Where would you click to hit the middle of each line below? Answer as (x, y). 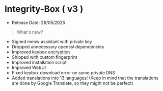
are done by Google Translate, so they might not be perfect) (72, 83)
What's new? (30, 32)
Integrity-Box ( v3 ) (44, 9)
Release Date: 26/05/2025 (39, 23)
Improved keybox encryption (41, 52)
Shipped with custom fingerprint (44, 57)
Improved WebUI (29, 68)
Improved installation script (39, 62)
